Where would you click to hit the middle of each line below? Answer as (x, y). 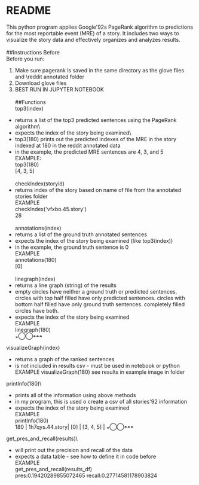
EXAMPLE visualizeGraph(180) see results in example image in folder (100, 372)
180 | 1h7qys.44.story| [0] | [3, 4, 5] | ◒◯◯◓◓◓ (74, 427)
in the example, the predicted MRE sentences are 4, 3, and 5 (89, 152)
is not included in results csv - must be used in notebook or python (97, 365)
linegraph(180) (33, 330)
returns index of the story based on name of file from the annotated (98, 190)
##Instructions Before (33, 52)
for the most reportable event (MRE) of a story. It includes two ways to (93, 33)
